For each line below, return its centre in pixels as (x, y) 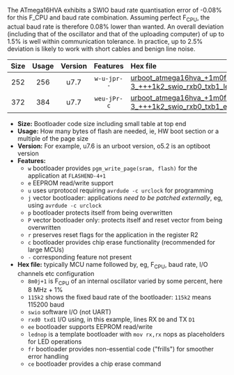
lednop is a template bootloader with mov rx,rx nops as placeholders (126, 335)
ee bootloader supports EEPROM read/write (90, 327)
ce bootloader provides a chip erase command (94, 364)
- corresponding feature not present (80, 257)
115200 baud (46, 305)
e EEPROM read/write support (70, 183)
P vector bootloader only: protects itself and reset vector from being (125, 220)
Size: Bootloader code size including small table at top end (102, 123)
